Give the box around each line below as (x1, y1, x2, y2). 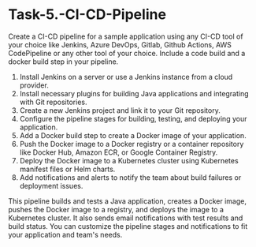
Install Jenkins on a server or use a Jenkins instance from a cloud (19, 72, 233, 81)
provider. (19, 80, 49, 90)
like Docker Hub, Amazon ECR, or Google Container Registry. (19, 148, 218, 157)
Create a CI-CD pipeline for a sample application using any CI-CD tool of (8, 32, 243, 41)
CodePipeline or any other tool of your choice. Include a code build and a (8, 48, 246, 58)
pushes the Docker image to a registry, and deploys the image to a (8, 204, 224, 214)
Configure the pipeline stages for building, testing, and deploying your (19, 114, 247, 123)
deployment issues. (19, 181, 83, 190)
